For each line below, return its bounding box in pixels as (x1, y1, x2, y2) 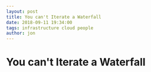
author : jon (6, 30, 35, 36)
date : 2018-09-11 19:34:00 (6, 19, 73, 25)
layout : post (6, 8, 38, 15)
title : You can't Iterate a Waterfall (6, 14, 101, 20)
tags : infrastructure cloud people (6, 25, 94, 31)
